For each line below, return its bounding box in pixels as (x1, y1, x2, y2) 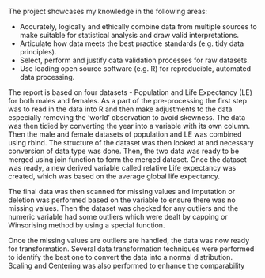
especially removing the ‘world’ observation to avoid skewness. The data (8, 113, 246, 122)
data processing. (19, 73, 75, 81)
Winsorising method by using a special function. (8, 220, 165, 230)
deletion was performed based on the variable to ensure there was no (8, 195, 236, 205)
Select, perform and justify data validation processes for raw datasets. (19, 55, 249, 65)
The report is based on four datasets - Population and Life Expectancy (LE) (8, 88, 253, 97)
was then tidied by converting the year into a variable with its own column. (8, 122, 251, 130)
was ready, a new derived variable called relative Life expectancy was (8, 163, 237, 172)
